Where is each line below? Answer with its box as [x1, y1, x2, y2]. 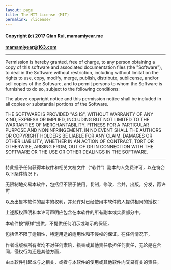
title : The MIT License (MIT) [5, 12, 70, 17]
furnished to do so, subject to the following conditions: [5, 86, 120, 92]
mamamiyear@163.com [5, 44, 57, 50]
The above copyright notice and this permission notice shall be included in [5, 95, 161, 102]
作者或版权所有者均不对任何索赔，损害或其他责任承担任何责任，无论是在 [5, 241, 157, 248]
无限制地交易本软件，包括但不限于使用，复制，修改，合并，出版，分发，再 [5, 181, 161, 187]
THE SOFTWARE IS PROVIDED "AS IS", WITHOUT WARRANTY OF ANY [5, 111, 154, 117]
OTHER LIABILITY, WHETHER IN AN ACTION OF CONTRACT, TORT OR [5, 138, 154, 144]
